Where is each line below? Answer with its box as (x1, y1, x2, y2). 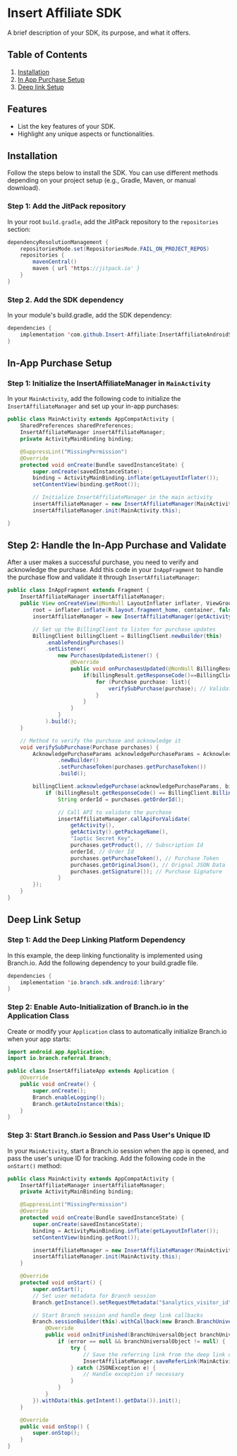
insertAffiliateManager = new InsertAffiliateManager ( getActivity (32, 613, 232, 620)
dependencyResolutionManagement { (7, 238, 109, 245)
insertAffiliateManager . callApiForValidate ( (57, 815, 191, 822)
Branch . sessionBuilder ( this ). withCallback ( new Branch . (32, 1318, 197, 1325)
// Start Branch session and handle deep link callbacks (32, 1312, 203, 1319)
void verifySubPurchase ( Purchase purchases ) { (20, 744, 159, 751)
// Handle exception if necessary (83, 1370, 185, 1378)
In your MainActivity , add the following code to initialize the (7, 395, 181, 403)
